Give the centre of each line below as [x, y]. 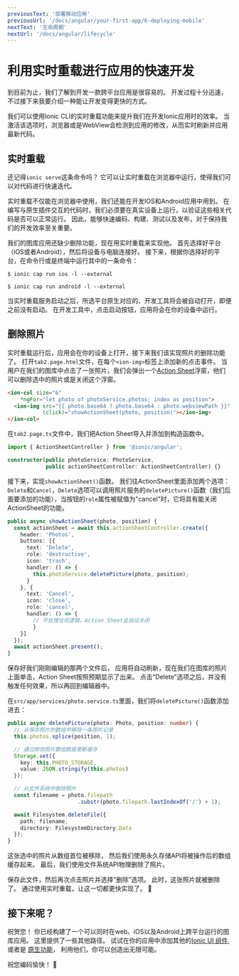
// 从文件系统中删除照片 [45, 789]
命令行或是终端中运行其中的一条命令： [82, 261]
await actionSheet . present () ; [58, 647]
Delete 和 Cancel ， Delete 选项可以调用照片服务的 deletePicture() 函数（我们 [116, 490]
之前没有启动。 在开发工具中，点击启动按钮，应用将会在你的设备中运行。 [114, 309]
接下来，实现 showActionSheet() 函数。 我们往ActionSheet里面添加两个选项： [119, 481]
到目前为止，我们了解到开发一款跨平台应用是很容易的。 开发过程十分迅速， [117, 92]
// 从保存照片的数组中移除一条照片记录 [64, 730]
